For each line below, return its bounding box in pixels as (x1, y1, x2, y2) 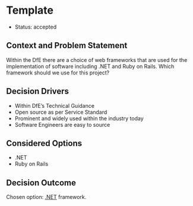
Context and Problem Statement (6, 40, 128, 51)
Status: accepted (14, 23, 57, 30)
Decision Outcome (6, 177, 76, 188)
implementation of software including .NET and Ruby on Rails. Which (6, 63, 175, 70)
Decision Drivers (6, 86, 69, 96)
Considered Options (6, 138, 82, 148)
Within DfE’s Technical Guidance (14, 102, 95, 109)
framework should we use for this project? (6, 69, 110, 76)
